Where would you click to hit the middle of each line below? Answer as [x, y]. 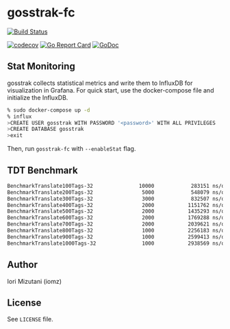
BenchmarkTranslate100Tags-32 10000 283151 [108, 186]
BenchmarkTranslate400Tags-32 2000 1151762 [108, 205]
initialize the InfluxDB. [38, 97]
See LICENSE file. [30, 319]
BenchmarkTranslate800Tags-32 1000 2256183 [108, 231]
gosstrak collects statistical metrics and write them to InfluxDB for [100, 83]
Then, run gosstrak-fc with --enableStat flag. [72, 149]
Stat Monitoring [41, 66]
